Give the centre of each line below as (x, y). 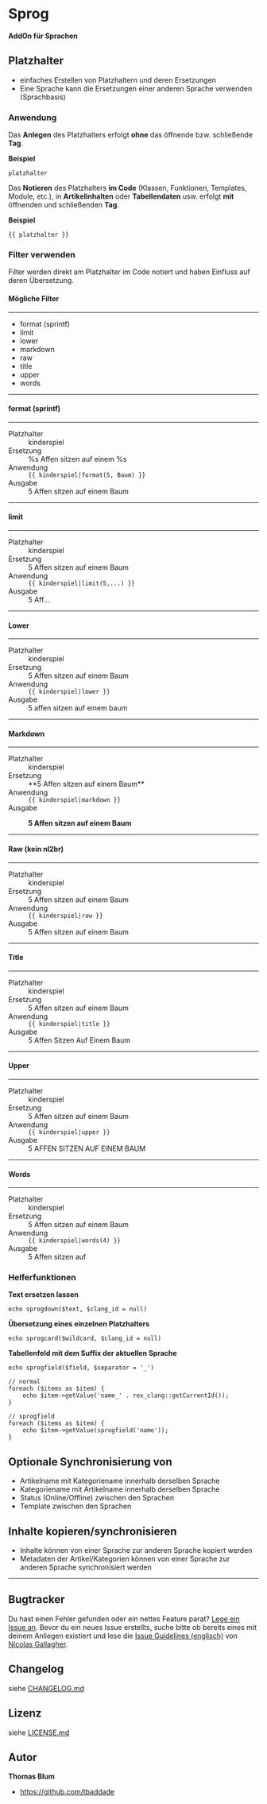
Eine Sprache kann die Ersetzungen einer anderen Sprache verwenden (136, 88)
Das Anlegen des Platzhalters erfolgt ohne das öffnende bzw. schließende (130, 135)
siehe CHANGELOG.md (46, 1688)
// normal (25, 1382)
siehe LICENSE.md (39, 1732)
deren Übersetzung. (41, 281)
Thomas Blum (32, 1776)
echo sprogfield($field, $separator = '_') (81, 1368)
